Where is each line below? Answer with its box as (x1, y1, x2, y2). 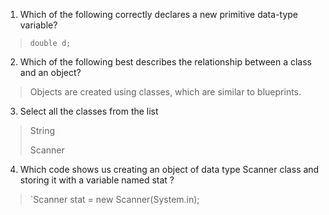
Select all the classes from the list (19, 105, 159, 117)
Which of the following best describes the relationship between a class (19, 56, 313, 68)
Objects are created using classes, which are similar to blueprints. (29, 86, 302, 98)
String (29, 125, 56, 136)
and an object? (19, 67, 82, 78)
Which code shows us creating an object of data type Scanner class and (19, 164, 320, 175)
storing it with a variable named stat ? (19, 174, 175, 186)
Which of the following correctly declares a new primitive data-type (19, 9, 299, 20)
